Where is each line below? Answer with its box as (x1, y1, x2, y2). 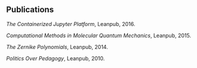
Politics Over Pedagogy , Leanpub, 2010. (6, 54, 105, 61)
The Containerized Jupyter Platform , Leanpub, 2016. (6, 20, 136, 27)
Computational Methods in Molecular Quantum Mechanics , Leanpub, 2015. (6, 32, 192, 39)
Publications (6, 5, 54, 15)
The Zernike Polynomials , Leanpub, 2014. (6, 43, 109, 50)
